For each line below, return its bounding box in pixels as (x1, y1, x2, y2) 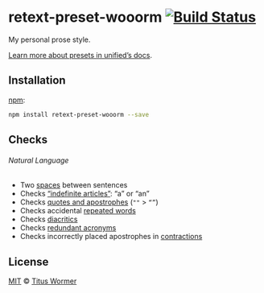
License (8, 254, 49, 269)
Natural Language (8, 155, 69, 165)
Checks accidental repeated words (19, 206, 137, 216)
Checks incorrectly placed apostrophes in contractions (19, 232, 203, 241)
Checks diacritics (19, 214, 78, 225)
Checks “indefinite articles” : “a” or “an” (19, 189, 151, 199)
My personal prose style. (8, 35, 91, 44)
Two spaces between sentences (19, 180, 128, 190)
